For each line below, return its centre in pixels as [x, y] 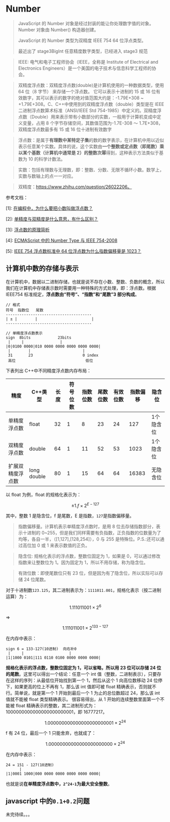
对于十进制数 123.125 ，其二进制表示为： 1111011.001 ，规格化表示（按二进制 [83, 590]
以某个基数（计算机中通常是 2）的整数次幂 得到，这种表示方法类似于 [89, 152]
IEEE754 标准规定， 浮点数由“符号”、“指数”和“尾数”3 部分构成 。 [73, 294]
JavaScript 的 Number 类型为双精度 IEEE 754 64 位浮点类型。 [82, 40]
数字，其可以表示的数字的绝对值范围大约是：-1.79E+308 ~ [83, 98]
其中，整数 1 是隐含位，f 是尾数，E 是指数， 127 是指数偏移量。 [70, 516]
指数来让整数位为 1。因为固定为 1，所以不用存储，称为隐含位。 [83, 563]
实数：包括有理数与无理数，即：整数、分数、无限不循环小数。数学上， [91, 170]
